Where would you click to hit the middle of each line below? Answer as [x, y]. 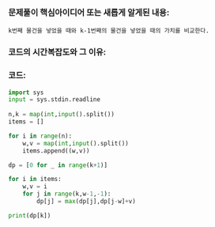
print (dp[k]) [30, 215]
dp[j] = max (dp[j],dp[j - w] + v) [86, 202]
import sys [26, 93]
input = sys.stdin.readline [55, 100]
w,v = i [35, 187]
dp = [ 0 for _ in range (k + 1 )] [58, 165]
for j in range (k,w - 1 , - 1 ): [67, 194]
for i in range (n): [40, 136]
